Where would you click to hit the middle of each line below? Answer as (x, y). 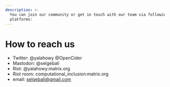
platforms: (21, 19)
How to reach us (40, 44)
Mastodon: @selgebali (36, 63)
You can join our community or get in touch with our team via (78, 15)
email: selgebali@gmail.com (42, 79)
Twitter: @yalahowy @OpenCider (47, 58)
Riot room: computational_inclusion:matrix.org (60, 74)
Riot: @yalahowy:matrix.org (41, 69)
